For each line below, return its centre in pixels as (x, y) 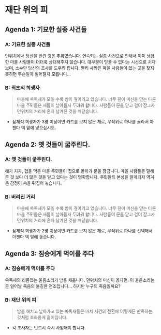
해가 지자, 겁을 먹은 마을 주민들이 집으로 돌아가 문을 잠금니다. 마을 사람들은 (75, 171)
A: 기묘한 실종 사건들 (28, 44)
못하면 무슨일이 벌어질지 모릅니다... (38, 74)
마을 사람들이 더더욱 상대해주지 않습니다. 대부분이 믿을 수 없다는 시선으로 (78, 62)
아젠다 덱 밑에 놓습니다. (34, 237)
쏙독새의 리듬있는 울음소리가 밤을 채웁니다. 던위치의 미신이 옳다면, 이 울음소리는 (80, 280)
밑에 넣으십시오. (41, 128)
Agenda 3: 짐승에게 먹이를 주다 (50, 253)
